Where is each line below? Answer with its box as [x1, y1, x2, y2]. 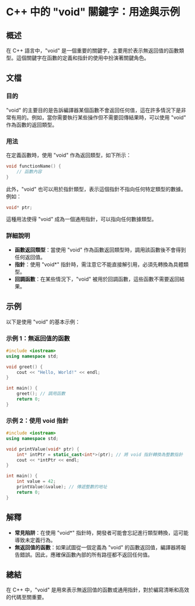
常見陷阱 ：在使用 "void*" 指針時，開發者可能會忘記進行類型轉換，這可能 [14, 529, 189, 536]
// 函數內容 [16, 168, 42, 174]
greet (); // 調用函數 [16, 391, 66, 397]
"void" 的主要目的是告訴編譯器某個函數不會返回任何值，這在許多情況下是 [6, 106, 181, 113]
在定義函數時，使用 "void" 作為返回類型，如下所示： [6, 151, 131, 159]
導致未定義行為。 [14, 536, 56, 543]
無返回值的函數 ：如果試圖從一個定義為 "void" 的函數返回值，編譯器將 [14, 543, 181, 550]
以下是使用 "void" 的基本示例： [6, 318, 81, 325]
